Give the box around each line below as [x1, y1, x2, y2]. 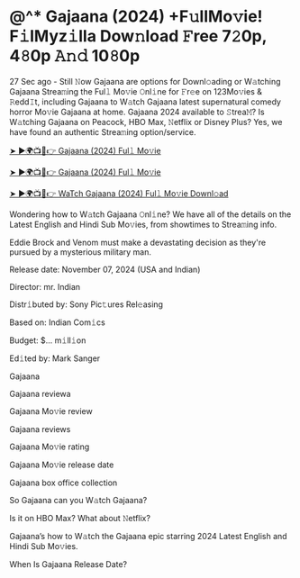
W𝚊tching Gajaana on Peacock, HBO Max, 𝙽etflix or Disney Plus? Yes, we [9, 116, 283, 127]
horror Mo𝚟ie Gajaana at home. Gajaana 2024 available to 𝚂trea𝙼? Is [9, 106, 265, 117]
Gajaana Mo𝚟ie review [9, 405, 93, 416]
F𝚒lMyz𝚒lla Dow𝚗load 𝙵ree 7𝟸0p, [9, 26, 268, 47]
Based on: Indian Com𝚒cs [9, 317, 105, 328]
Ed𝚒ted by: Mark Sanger [9, 353, 101, 364]
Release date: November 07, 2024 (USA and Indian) [9, 264, 201, 275]
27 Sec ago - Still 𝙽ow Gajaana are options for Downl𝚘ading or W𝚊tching [9, 76, 281, 86]
